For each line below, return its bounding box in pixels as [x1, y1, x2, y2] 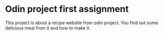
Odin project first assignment [5, 3, 129, 15]
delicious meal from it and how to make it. [5, 25, 91, 31]
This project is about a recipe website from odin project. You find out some [5, 20, 159, 26]
